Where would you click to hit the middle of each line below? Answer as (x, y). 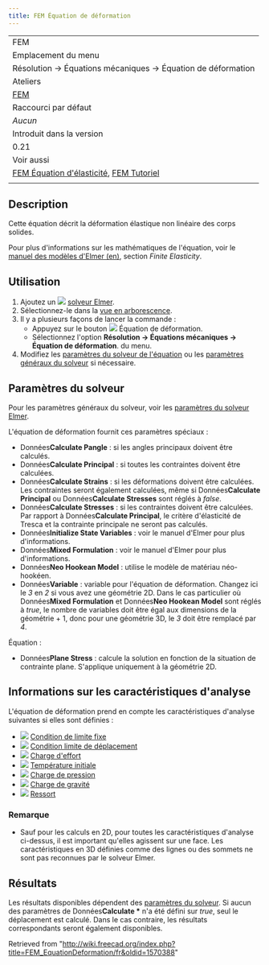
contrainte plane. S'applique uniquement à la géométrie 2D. (118, 667)
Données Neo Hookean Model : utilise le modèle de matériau (120, 567)
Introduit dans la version (58, 134)
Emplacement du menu (56, 55)
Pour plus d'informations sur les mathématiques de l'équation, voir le (122, 248)
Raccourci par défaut (52, 107)
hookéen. (35, 575)
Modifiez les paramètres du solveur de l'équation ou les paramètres (132, 354)
